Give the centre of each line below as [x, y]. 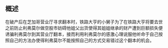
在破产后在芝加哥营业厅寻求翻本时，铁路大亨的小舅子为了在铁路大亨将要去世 [84, 22]
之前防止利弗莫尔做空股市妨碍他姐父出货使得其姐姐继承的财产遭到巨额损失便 [84, 28]
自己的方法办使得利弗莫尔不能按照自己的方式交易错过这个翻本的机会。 [81, 40]
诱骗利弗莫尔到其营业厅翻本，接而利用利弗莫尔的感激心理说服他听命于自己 [82, 34]
